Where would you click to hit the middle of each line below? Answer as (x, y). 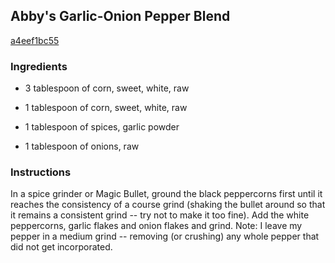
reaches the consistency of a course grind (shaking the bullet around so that (168, 205)
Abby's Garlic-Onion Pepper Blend (120, 16)
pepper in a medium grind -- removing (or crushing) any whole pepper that (165, 236)
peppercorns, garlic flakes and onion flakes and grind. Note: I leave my (156, 226)
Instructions (41, 172)
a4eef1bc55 (35, 40)
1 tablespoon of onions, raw (82, 146)
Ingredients (39, 66)
